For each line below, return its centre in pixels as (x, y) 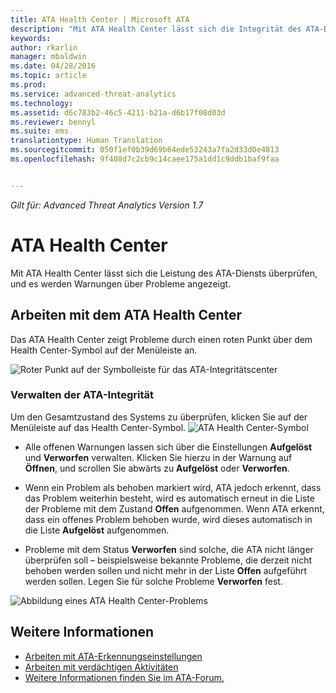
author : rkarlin (44, 47)
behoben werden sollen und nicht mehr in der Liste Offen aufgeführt (166, 570)
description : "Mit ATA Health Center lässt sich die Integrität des (156, 29)
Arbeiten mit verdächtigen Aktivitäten (101, 667)
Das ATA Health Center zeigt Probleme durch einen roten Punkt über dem (161, 339)
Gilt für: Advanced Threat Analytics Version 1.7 (107, 205)
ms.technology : (42, 103)
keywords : (31, 38)
